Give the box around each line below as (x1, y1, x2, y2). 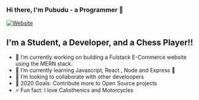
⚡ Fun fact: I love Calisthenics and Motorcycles (15, 87, 133, 94)
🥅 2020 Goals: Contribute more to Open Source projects (15, 80, 157, 87)
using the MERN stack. (15, 60, 73, 67)
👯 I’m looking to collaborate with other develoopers (15, 73, 144, 80)
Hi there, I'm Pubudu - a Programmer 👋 (6, 6, 124, 14)
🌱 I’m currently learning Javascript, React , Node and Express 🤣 (15, 67, 176, 74)
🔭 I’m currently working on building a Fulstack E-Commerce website (15, 53, 187, 61)
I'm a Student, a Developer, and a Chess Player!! (6, 37, 193, 48)
